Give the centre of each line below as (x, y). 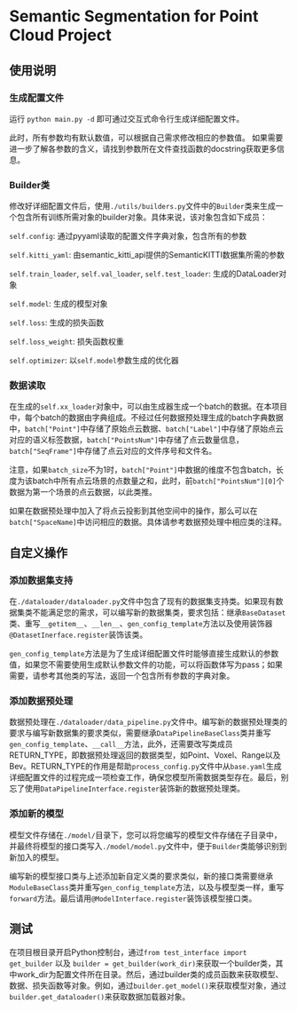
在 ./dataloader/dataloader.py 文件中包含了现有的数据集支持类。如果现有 (143, 601)
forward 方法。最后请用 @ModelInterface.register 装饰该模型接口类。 (133, 898)
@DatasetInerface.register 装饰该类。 (78, 635)
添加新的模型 (37, 814)
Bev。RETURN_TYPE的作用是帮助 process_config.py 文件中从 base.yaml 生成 (145, 767)
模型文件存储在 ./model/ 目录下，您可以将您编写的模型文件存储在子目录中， (145, 835)
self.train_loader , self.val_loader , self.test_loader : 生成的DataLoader (144, 274)
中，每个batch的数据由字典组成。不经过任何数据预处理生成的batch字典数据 (146, 418)
